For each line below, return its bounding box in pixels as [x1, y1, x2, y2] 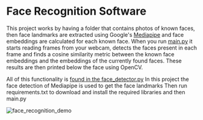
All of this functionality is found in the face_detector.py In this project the [6, 75, 190, 83]
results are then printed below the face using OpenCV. [6, 63, 143, 71]
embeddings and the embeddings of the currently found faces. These [6, 57, 182, 64]
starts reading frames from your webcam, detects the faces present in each [6, 44, 197, 51]
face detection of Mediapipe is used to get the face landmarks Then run [6, 81, 188, 89]
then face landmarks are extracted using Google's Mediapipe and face [6, 31, 184, 38]
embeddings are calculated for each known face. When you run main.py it [6, 37, 193, 45]
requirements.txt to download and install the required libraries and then [6, 88, 185, 96]
